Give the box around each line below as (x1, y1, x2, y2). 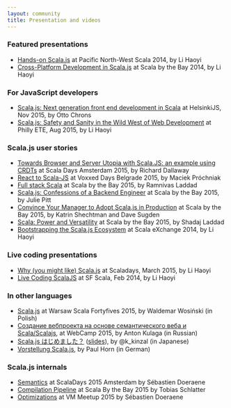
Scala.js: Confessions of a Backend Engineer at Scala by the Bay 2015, (17, 189, 220, 197)
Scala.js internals (7, 362, 67, 372)
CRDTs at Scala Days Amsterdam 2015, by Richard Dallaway (17, 166, 189, 175)
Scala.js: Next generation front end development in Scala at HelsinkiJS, (17, 104, 221, 112)
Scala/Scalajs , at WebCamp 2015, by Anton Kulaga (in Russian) (17, 329, 198, 337)
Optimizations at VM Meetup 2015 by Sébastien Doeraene (17, 393, 184, 401)
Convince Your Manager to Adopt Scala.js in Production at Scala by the (17, 203, 221, 212)
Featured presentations (7, 40, 88, 49)
